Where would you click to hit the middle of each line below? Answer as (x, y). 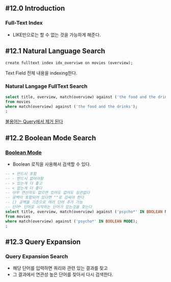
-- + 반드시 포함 (21, 174)
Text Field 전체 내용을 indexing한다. (41, 73)
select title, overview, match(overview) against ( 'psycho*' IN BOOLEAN (84, 212)
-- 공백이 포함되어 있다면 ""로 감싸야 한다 (45, 198)
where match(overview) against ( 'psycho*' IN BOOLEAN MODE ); (72, 221)
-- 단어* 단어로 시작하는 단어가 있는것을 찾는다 (49, 207)
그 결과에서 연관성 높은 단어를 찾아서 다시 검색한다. (63, 274)
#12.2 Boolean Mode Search (51, 138)
